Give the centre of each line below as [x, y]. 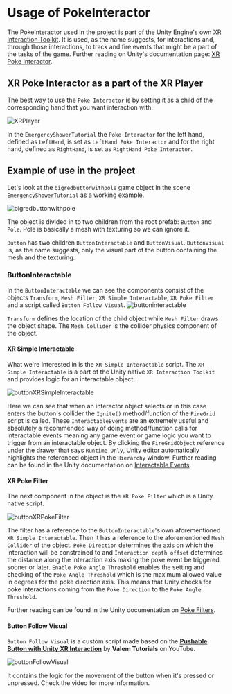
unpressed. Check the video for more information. [79, 683]
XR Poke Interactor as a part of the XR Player [105, 84]
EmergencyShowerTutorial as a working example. [76, 195]
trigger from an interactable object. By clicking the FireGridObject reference [116, 443]
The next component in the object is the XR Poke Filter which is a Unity [110, 496]
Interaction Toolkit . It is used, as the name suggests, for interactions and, [111, 39]
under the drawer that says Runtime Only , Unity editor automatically [103, 450]
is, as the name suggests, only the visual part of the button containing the [112, 250]
